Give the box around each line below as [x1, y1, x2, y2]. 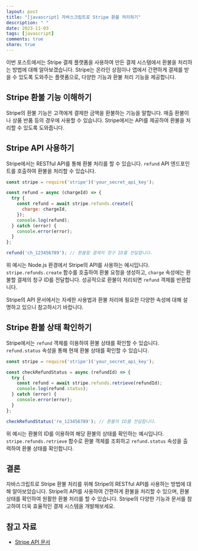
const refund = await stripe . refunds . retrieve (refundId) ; [17, 380, 163, 386]
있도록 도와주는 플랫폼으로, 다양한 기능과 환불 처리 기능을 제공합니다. [18, 73, 176, 80]
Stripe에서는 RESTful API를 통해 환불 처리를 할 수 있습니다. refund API [6, 160, 170, 167]
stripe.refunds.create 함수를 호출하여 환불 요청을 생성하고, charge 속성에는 [6, 269, 185, 276]
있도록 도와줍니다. [23, 124, 65, 131]
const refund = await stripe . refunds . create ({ [17, 201, 134, 207]
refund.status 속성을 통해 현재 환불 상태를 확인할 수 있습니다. [6, 347, 150, 354]
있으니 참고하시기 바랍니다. [21, 304, 84, 311]
